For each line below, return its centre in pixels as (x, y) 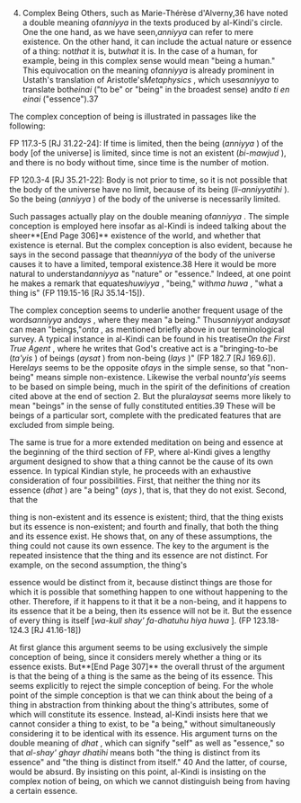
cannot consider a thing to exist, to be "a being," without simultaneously (142, 724)
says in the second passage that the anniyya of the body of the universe (142, 254)
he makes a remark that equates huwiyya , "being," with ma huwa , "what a (146, 283)
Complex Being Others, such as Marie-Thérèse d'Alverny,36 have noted (155, 13)
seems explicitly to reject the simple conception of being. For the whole (142, 686)
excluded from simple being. (62, 425)
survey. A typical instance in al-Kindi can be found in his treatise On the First (150, 339)
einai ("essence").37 (60, 99)
